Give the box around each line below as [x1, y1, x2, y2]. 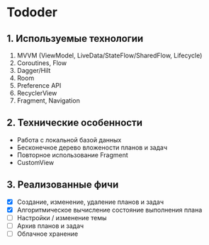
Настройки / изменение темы [16, 213, 107, 222]
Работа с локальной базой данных [16, 135, 122, 144]
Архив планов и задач [16, 221, 84, 230]
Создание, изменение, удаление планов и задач [16, 198, 164, 206]
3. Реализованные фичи [6, 178, 119, 191]
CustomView [16, 158, 55, 166]
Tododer [6, 4, 58, 21]
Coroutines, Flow [16, 59, 67, 67]
